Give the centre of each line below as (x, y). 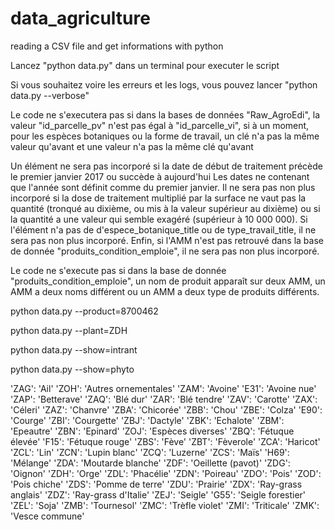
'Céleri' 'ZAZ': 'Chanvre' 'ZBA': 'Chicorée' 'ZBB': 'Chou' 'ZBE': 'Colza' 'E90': (166, 409)
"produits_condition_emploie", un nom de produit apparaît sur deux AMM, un (168, 281)
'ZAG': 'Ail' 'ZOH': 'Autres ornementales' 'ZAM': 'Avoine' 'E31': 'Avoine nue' (163, 388)
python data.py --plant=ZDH (69, 330)
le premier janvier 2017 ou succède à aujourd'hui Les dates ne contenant (160, 176)
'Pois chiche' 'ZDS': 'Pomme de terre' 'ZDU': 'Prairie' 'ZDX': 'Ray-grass (156, 484)
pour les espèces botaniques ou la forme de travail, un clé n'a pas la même (165, 136)
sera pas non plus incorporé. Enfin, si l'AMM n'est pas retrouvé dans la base (167, 240)
